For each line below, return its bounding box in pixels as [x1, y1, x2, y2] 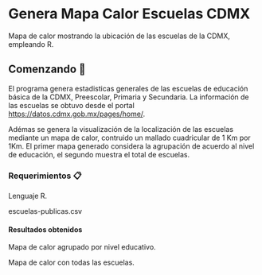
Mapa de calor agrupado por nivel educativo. [8, 242, 157, 252]
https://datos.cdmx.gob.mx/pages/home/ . [8, 109, 146, 118]
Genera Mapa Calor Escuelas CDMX [8, 5, 251, 23]
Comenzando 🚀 [8, 63, 86, 76]
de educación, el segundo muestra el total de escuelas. [8, 149, 190, 159]
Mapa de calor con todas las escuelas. [8, 258, 135, 267]
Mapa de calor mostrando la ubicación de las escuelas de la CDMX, [8, 31, 231, 41]
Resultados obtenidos [8, 224, 83, 234]
